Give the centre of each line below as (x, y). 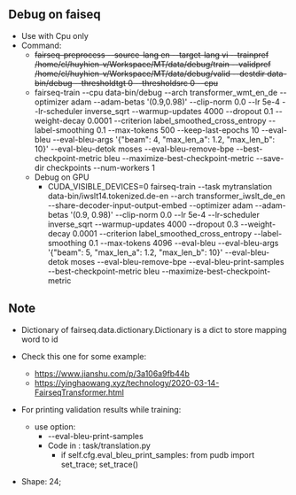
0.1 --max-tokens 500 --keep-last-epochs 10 (178, 130)
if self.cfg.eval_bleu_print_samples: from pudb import (158, 454)
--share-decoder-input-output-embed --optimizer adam (150, 205)
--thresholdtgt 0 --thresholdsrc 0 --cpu (146, 82)
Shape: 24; (41, 481)
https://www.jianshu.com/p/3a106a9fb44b (112, 373)
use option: (55, 426)
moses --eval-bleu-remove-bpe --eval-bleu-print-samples (177, 261)
